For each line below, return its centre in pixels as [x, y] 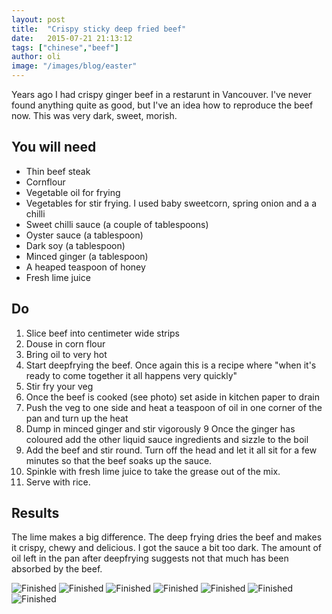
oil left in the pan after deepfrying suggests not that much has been [150, 558]
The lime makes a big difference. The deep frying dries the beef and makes [167, 537]
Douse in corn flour [65, 343]
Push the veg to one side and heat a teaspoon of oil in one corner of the [174, 407]
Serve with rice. [58, 482]
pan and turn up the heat [77, 418]
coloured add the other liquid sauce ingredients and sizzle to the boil [167, 439]
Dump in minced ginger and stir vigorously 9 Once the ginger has [160, 428]
